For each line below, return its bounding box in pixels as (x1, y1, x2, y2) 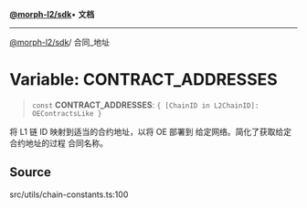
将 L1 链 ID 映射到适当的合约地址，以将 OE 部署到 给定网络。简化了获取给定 (9, 126, 292, 137)
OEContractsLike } (31, 109, 102, 118)
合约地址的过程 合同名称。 (9, 137, 108, 149)
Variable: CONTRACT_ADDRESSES (9, 69, 279, 90)
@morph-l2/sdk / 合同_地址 (9, 36, 110, 47)
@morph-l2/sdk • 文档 (9, 9, 95, 19)
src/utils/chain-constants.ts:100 (9, 189, 129, 200)
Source (9, 164, 52, 181)
